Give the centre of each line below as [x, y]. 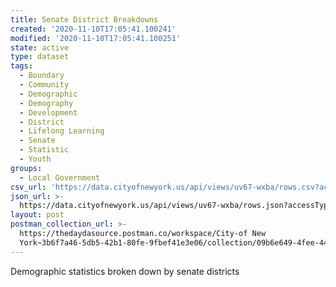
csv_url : [28, 187]
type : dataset [40, 57]
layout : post [37, 215]
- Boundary [42, 76]
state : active [40, 47]
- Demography [46, 103]
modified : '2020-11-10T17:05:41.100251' [96, 38]
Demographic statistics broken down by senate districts [125, 271]
